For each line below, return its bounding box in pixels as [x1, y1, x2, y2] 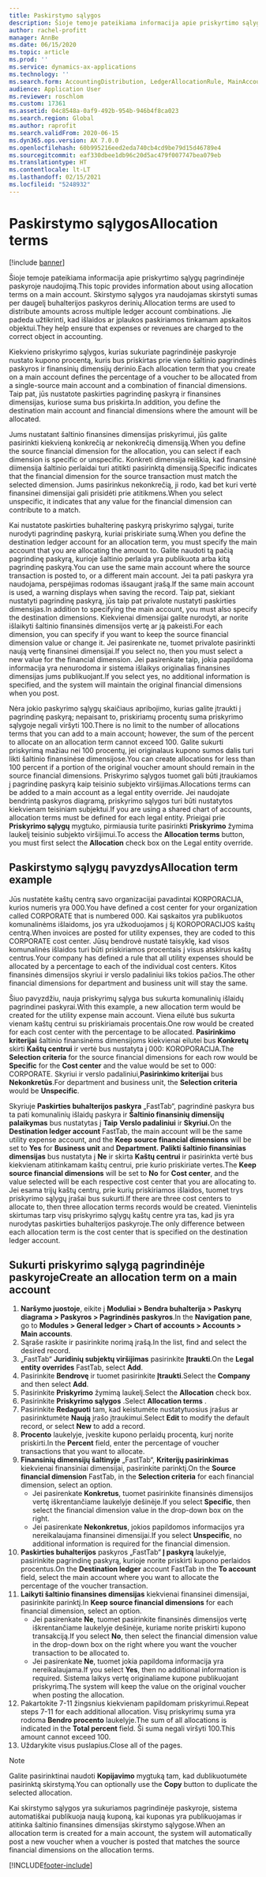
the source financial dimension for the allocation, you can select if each [9, 446, 242, 455]
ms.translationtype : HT [9, 159, 88, 167]
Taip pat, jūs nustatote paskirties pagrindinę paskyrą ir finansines [9, 389, 222, 398]
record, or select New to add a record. [20, 1422, 145, 1431]
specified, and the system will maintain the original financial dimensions [9, 680, 242, 689]
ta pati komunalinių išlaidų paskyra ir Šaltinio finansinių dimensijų [9, 1110, 224, 1119]
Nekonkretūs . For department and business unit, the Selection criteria [9, 1077, 238, 1087]
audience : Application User [9, 85, 102, 93]
